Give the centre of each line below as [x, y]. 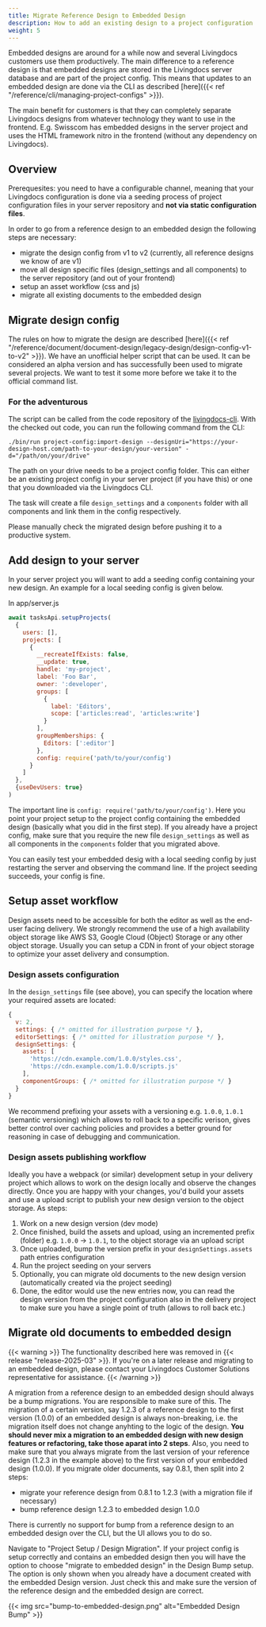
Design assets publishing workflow [77, 1157]
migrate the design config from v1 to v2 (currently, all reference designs [137, 253]
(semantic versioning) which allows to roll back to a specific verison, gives [129, 1120]
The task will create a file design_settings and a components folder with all [128, 503]
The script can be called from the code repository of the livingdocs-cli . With [132, 419]
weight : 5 [25, 30]
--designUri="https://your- [192, 442]
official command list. [43, 381]
